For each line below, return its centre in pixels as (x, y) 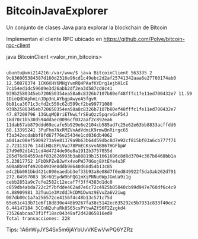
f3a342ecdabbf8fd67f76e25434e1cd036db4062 (59, 135)
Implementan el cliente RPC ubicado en (54, 39)
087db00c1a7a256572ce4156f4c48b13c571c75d (59, 197)
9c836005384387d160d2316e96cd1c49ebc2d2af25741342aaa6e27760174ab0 (91, 78)
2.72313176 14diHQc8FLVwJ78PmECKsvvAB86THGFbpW (66, 146)
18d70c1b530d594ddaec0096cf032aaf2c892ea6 (59, 119)
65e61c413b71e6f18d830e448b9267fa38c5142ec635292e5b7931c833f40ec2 (91, 203)
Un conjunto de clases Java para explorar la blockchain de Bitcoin (87, 27)
